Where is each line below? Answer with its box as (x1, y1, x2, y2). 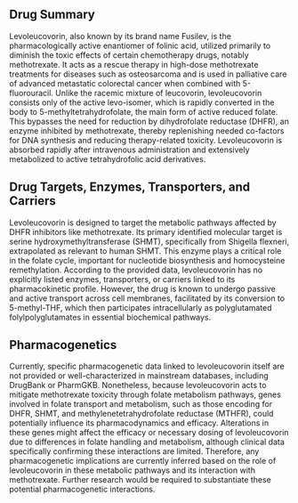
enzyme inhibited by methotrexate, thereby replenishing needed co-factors (9, 125, 285, 136)
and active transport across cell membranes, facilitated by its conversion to (9, 293, 286, 304)
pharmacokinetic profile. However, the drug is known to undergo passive (9, 283, 276, 294)
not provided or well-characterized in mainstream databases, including (9, 370, 269, 381)
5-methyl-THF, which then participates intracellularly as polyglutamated (9, 302, 273, 312)
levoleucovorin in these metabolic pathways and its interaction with (9, 465, 256, 475)
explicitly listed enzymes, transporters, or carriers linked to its (9, 273, 236, 284)
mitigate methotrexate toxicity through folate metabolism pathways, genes (9, 389, 282, 400)
